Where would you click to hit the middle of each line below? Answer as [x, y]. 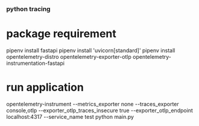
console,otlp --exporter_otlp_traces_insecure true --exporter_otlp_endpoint [99, 110]
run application [45, 87]
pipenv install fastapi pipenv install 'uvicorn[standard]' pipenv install [91, 50]
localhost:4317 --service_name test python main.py [70, 116]
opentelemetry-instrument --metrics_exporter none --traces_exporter [93, 104]
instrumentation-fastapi [36, 63]
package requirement [61, 34]
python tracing [28, 9]
